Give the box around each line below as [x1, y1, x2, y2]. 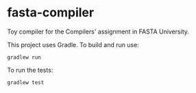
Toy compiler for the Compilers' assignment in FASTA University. [7, 27, 190, 36]
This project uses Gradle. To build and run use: [7, 40, 139, 49]
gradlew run [7, 53, 41, 61]
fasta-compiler [7, 5, 95, 21]
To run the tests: [7, 66, 53, 74]
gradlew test [7, 79, 45, 86]
